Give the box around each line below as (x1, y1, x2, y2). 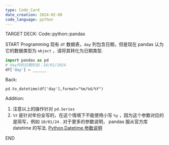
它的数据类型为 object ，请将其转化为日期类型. (5, 48, 103, 54)
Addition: (5, 95, 24, 101)
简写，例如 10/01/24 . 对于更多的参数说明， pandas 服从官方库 (17, 119, 148, 125)
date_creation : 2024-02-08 (5, 12, 63, 17)
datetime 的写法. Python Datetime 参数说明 (12, 125, 103, 131)
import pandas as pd (5, 58, 49, 63)
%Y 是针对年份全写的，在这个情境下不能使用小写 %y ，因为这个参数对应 (12, 112, 160, 118)
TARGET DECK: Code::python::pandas (5, 31, 86, 37)
